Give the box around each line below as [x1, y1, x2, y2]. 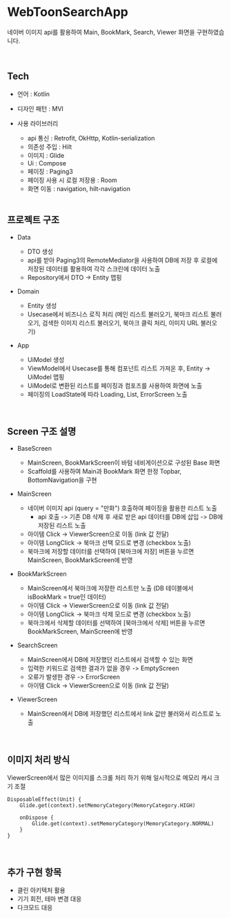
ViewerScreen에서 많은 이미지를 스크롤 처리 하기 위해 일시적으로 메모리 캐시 [7, 773, 212, 782]
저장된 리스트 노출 [37, 521, 86, 530]
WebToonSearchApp [7, 4, 129, 20]
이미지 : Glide [27, 151, 65, 159]
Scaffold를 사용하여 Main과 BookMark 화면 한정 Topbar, [27, 467, 182, 476]
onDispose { [19, 814, 54, 821]
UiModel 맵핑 [27, 372, 65, 381]
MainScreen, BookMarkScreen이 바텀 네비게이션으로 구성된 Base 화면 [27, 458, 221, 467]
